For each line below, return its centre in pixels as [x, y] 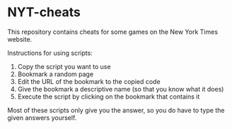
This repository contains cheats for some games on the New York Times [112, 32]
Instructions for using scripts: [50, 53]
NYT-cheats [44, 12]
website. [20, 39]
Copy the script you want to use [64, 66]
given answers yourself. [42, 118]
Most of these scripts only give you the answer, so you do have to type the [116, 110]
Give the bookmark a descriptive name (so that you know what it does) [121, 89]
